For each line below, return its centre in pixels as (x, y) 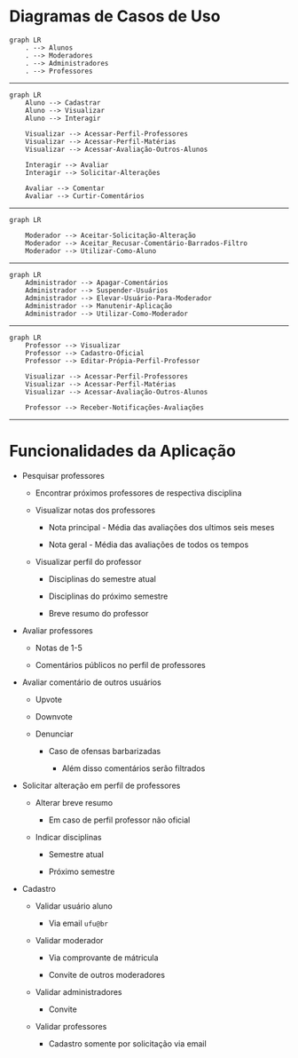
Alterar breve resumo (74, 802)
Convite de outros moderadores (107, 974)
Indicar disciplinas (68, 837)
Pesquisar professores (63, 475)
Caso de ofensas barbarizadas (105, 751)
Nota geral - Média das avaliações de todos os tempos (149, 545)
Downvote (54, 716)
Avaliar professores (57, 630)
